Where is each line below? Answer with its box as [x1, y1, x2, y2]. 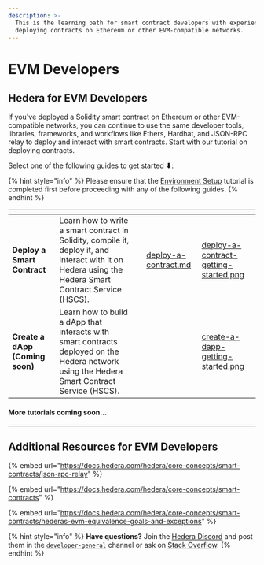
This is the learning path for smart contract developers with [15, 19, 226, 27]
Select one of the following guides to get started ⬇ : [8, 161, 174, 170]
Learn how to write [59, 215, 129, 226]
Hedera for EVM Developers [8, 91, 148, 105]
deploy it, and [59, 245, 110, 256]
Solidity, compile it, [59, 235, 130, 246]
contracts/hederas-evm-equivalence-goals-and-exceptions [8, 517, 202, 526]
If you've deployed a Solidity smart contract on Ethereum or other [8, 112, 221, 122]
